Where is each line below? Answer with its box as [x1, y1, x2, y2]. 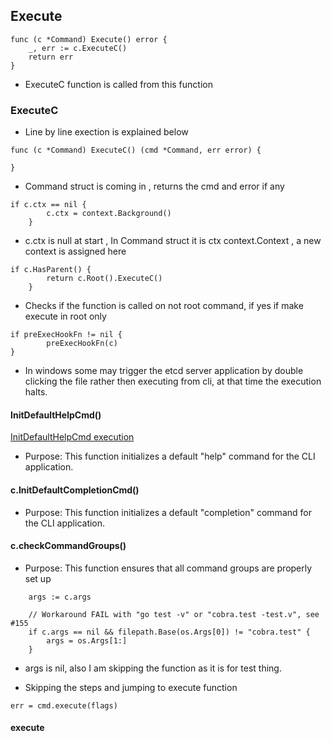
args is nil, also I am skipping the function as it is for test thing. [24, 662, 282, 674]
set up [24, 572, 52, 584]
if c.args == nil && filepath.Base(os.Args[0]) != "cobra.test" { [28, 627, 311, 637]
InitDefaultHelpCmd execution [10, 431, 135, 443]
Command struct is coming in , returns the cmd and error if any [24, 180, 285, 193]
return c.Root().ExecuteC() [46, 274, 163, 284]
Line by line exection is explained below [24, 126, 189, 138]
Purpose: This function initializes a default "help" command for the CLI [24, 450, 316, 463]
